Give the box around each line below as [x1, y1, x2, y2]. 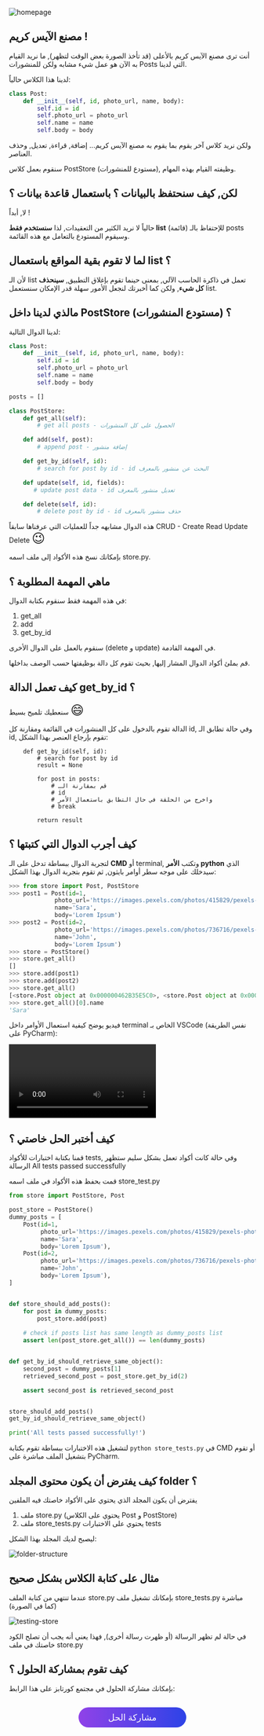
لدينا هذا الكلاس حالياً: [9, 75, 71, 84]
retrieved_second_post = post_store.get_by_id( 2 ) [23, 1372, 189, 1380]
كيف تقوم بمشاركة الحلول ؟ [9, 1663, 128, 1676]
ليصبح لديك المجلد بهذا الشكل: [9, 1533, 97, 1543]
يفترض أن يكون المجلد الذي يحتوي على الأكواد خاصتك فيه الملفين [9, 1495, 198, 1504]
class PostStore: [9, 407, 66, 415]
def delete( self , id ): [23, 500, 97, 508]
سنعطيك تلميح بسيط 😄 [9, 702, 85, 718]
